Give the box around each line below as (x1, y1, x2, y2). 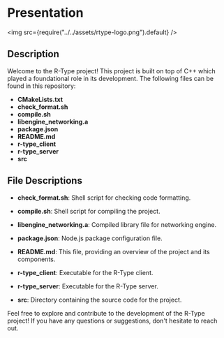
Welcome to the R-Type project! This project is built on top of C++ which (7, 66, 216, 75)
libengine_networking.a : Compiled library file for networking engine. (17, 220, 217, 228)
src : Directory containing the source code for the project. (17, 295, 182, 304)
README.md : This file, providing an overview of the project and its (17, 247, 211, 256)
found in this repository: (7, 82, 76, 90)
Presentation (7, 5, 84, 21)
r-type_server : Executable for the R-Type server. (17, 281, 158, 291)
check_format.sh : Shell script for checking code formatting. (17, 193, 191, 202)
